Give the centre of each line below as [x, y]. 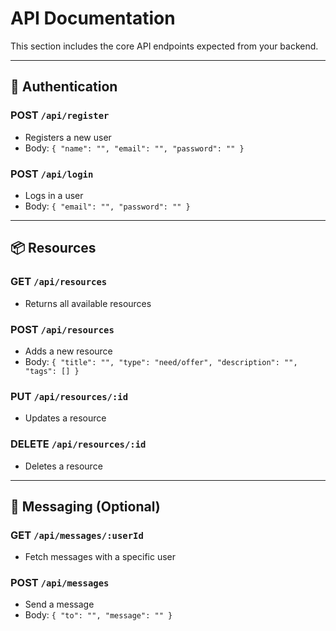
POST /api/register [60, 115]
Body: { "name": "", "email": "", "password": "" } [134, 148]
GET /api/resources [59, 282]
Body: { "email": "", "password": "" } [107, 206]
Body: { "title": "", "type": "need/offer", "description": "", [161, 361]
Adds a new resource [68, 351]
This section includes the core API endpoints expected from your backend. [164, 46]
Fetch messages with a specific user [100, 557]
